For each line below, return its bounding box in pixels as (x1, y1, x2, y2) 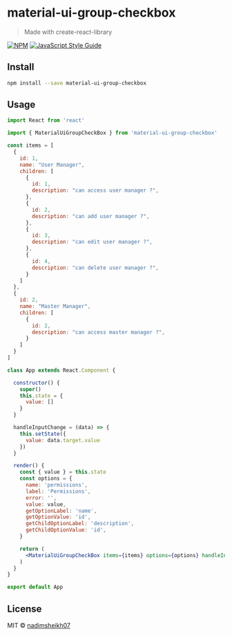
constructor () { (13, 379, 60, 386)
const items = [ (7, 142, 54, 149)
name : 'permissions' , (25, 482, 88, 489)
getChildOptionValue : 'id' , (25, 527, 107, 534)
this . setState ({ (19, 430, 67, 437)
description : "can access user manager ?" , (32, 187, 159, 194)
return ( (19, 545, 45, 552)
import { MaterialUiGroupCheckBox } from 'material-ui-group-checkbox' (7, 129, 217, 136)
